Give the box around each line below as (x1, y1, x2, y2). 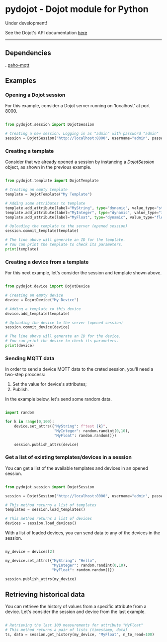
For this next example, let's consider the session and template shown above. (5, 270, 162, 276)
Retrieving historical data (5, 590, 85, 599)
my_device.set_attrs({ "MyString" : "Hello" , (5, 558, 97, 563)
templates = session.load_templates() (5, 507, 85, 512)
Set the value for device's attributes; (12, 381, 87, 387)
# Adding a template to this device (5, 306, 81, 311)
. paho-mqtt (5, 62, 30, 68)
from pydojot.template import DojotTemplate (5, 178, 99, 183)
